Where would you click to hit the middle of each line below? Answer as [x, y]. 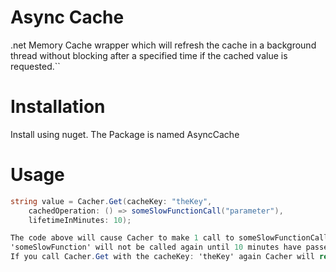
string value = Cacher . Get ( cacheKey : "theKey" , [111, 201]
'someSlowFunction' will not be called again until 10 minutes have [156, 247]
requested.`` [35, 66]
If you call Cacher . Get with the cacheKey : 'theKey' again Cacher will [162, 257]
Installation [58, 107]
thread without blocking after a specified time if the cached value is [149, 55]
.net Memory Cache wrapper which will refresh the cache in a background [163, 45]
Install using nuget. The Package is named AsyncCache [125, 134]
